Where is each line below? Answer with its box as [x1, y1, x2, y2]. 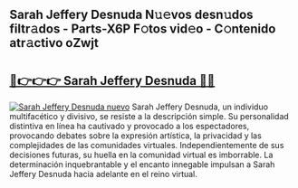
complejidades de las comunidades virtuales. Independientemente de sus [9, 140, 284, 150]
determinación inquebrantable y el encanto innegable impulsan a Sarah [9, 159, 275, 170]
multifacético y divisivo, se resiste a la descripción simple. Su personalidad [9, 111, 290, 121]
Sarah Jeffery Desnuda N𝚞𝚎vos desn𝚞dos [9, 7, 254, 23]
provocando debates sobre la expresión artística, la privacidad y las [9, 130, 263, 141]
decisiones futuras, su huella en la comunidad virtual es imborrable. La [9, 149, 274, 160]
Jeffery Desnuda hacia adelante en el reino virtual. [9, 169, 197, 179]
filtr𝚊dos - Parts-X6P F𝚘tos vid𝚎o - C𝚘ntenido [9, 22, 276, 37]
